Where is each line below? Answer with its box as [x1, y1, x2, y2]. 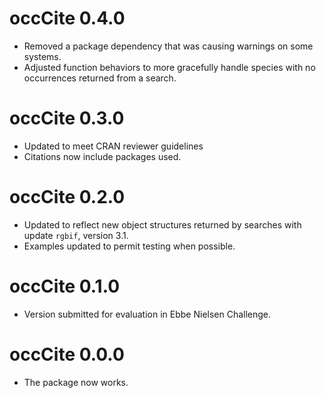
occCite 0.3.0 [9, 107, 125, 130]
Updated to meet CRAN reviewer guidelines [23, 140, 204, 152]
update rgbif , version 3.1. [23, 229, 129, 241]
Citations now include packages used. [23, 150, 182, 162]
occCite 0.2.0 [9, 186, 126, 209]
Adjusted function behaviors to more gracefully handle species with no [23, 61, 316, 73]
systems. [23, 50, 62, 62]
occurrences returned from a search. [23, 72, 177, 84]
